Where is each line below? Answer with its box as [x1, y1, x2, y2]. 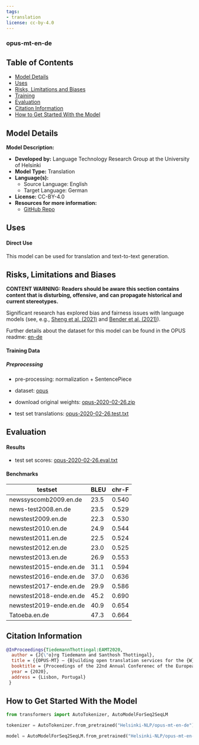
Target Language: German [23, 187, 88, 194]
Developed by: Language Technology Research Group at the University [14, 155, 190, 162]
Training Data [6, 347, 40, 354]
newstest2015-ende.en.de [9, 563, 85, 571]
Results [6, 444, 25, 451]
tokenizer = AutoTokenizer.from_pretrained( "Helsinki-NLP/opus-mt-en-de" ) [6, 722, 195, 728]
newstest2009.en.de [9, 515, 68, 523]
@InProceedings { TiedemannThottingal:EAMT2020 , [6, 647, 123, 653]
